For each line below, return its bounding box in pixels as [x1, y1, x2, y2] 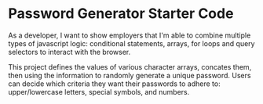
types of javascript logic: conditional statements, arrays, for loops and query [8, 38, 255, 48]
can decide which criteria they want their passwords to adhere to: [8, 79, 221, 88]
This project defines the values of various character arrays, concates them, [8, 62, 252, 71]
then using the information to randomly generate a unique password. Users [8, 70, 251, 80]
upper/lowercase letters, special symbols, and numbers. [8, 87, 190, 96]
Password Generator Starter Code [8, 5, 234, 23]
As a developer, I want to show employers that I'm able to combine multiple [8, 30, 251, 40]
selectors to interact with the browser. [8, 47, 131, 56]
